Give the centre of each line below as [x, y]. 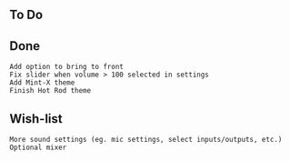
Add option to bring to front [67, 67]
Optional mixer [38, 148]
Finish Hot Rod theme [50, 91]
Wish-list [36, 119]
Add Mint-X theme [42, 83]
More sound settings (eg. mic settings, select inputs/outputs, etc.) [146, 140]
